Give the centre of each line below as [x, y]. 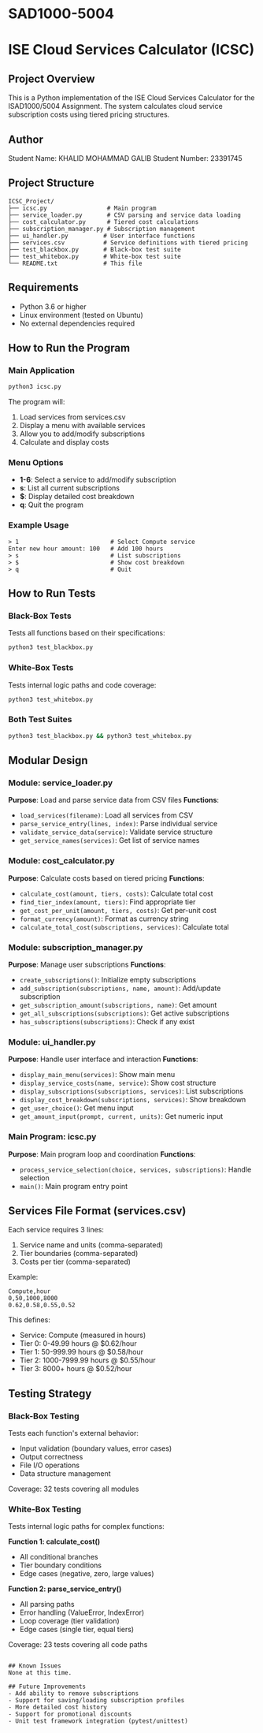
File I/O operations [50, 1465]
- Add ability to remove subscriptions [74, 1694]
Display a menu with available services [82, 426]
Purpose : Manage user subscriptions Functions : [87, 964]
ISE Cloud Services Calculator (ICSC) [131, 50]
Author [26, 139]
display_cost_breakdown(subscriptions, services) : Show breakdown [133, 1100]
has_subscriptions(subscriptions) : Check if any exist [107, 1021]
